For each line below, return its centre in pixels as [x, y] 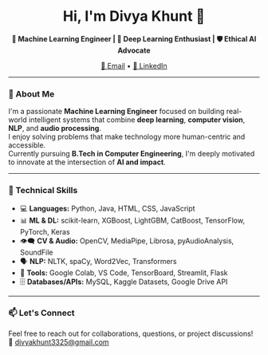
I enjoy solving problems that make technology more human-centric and [127, 137]
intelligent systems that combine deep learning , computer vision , [137, 120]
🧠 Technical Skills [43, 191]
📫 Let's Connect [41, 313]
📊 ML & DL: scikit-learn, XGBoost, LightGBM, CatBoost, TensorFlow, [132, 220]
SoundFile [36, 252]
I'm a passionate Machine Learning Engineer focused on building [116, 112]
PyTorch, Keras [45, 231]
